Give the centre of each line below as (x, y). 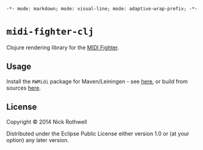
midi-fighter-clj (50, 32)
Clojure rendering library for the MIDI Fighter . (63, 47)
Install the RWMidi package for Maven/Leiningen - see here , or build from (97, 81)
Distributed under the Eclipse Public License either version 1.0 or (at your (98, 134)
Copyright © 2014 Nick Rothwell (47, 121)
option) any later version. (37, 140)
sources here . (24, 88)
